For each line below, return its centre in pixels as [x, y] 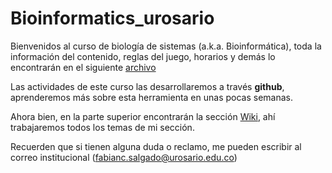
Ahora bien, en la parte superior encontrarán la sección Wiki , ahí [143, 116]
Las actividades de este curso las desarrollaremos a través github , [147, 86]
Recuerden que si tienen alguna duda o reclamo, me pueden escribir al [156, 146]
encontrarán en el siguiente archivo [83, 67]
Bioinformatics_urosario [112, 18]
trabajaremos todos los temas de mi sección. [102, 127]
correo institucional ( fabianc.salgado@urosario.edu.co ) [124, 157]
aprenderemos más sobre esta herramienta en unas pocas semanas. [151, 97]
